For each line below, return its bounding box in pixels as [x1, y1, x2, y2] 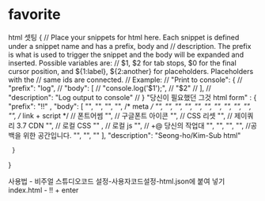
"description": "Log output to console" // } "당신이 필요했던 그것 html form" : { [8, 92, 257, 102]
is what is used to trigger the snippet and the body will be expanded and [8, 50, 244, 59]
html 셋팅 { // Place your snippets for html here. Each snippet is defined [8, 32, 240, 42]
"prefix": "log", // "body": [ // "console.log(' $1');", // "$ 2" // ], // [8, 83, 212, 92]
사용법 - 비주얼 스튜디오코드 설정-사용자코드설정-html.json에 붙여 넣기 [8, 176, 225, 186]
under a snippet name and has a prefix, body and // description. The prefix [8, 41, 252, 50]
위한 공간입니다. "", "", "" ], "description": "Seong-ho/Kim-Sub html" [22, 130, 241, 140]
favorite [8, 6, 61, 24]
